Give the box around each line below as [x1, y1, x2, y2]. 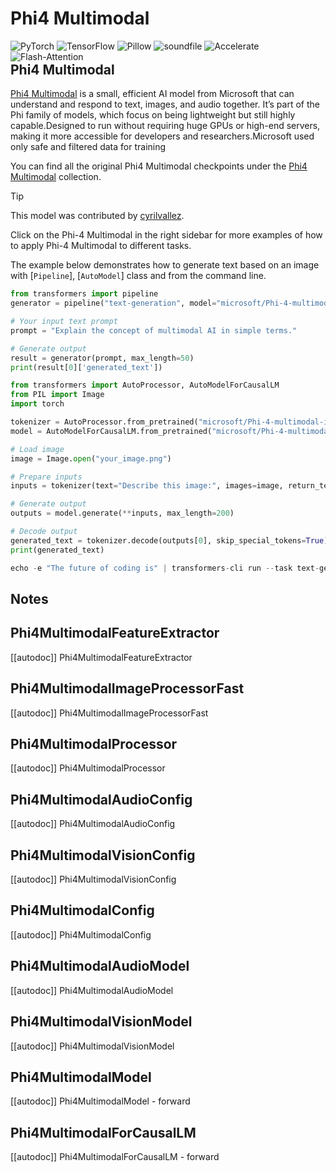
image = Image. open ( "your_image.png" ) [10, 453, 172, 464]
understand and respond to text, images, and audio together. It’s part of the [10, 98, 320, 111]
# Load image [10, 444, 65, 454]
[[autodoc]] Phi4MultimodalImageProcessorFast [10, 707, 209, 719]
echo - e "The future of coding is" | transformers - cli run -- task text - [10, 563, 320, 573]
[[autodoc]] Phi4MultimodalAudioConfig [10, 818, 176, 830]
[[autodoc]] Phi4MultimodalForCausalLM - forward [10, 1151, 220, 1163]
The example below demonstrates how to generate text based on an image [10, 259, 320, 271]
